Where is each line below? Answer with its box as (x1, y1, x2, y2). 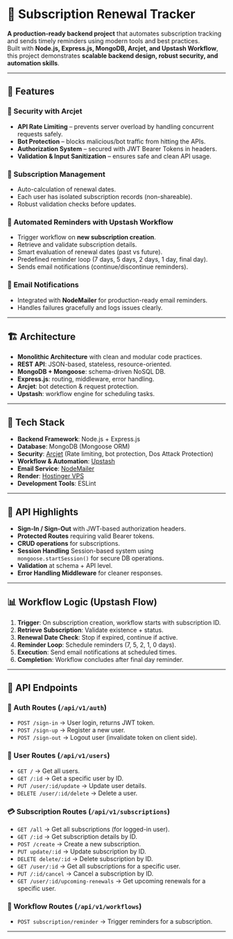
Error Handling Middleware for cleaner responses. (17, 569, 163, 577)
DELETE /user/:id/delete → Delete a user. (17, 789, 138, 797)
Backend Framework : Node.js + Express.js (17, 435, 141, 443)
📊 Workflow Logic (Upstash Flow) (7, 597, 157, 608)
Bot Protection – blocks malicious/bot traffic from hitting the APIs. (17, 137, 206, 145)
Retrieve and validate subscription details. (17, 240, 137, 249)
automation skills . (7, 58, 60, 67)
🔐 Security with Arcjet (7, 106, 83, 116)
